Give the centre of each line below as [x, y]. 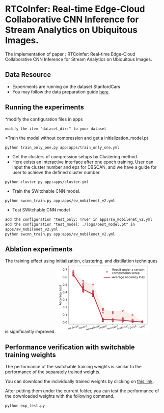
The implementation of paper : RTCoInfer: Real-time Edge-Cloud [70, 54]
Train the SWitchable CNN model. [46, 191]
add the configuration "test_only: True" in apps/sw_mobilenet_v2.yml [79, 219]
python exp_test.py [25, 406]
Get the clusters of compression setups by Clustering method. [75, 156]
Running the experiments [45, 107]
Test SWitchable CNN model [41, 209]
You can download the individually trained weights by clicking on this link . [80, 381]
